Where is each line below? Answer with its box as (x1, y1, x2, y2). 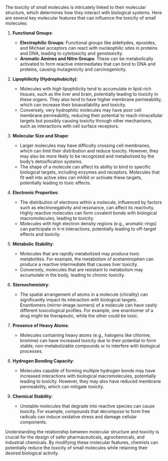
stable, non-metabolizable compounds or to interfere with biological (19, 343, 160, 349)
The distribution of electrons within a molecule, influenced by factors (19, 199, 162, 205)
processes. (19, 348, 43, 354)
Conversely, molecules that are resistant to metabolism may (19, 267, 143, 272)
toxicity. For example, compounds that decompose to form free (19, 408, 150, 414)
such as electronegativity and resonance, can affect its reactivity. (19, 205, 155, 210)
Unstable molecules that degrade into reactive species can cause (19, 403, 155, 409)
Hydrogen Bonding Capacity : (12, 358, 74, 364)
